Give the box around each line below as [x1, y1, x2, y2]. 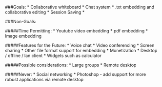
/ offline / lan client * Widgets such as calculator [5, 53, 101, 58]
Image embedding [5, 33, 42, 39]
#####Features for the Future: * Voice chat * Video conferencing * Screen [5, 43, 155, 48]
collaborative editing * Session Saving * [5, 9, 85, 15]
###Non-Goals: [5, 19, 37, 24]
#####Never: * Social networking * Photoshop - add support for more [5, 72, 146, 77]
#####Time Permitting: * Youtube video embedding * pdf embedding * [5, 28, 148, 33]
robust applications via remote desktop [5, 77, 84, 82]
